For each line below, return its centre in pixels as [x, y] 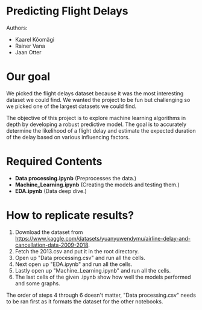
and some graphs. [37, 283]
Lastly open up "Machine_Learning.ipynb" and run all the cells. [93, 270]
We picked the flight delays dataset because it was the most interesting [95, 93]
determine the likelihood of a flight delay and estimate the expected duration [101, 130]
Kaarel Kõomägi [35, 39]
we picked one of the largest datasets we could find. [71, 106]
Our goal [28, 77]
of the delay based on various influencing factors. [68, 137]
